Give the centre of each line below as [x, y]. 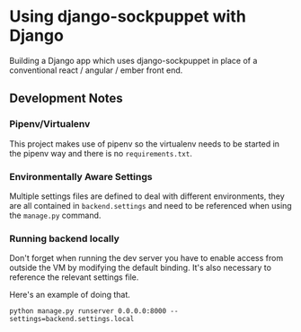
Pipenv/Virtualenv [50, 124]
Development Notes [66, 99]
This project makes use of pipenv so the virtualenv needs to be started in [145, 144]
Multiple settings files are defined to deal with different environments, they [147, 196]
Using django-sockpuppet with [128, 17]
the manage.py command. [55, 215]
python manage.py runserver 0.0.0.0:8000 [88, 311]
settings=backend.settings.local [72, 319]
